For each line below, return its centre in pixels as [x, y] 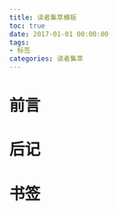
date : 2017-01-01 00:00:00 [59, 34]
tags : [19, 42]
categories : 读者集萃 [47, 59]
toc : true [27, 26]
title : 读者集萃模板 [43, 17]
